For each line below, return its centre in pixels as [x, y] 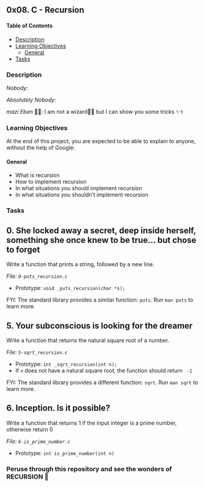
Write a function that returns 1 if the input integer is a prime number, [92, 423]
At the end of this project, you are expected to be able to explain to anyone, [101, 141]
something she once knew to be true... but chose [101, 240]
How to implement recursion [51, 182]
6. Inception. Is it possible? [58, 408]
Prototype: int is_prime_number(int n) [65, 453]
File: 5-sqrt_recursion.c [37, 352]
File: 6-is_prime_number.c [38, 441]
